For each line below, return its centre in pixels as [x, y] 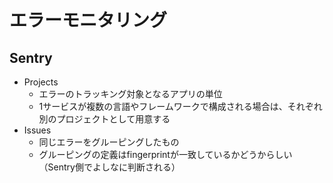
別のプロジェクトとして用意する [104, 119]
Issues [37, 130]
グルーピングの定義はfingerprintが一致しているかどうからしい [165, 154]
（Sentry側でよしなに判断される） [109, 167]
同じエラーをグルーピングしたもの [109, 142]
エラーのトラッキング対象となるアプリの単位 [130, 94]
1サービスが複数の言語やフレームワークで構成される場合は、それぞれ [180, 106]
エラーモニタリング [88, 20]
